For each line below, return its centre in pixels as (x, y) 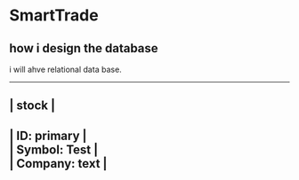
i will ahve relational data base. (65, 69)
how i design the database (84, 48)
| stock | (32, 106)
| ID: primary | (48, 135)
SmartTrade (54, 16)
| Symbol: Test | (54, 149)
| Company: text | (58, 164)
